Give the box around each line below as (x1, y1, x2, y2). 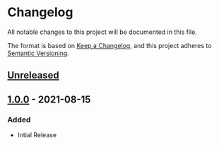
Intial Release (17, 131, 57, 139)
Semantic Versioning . (7, 49, 69, 57)
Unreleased (7, 69, 60, 81)
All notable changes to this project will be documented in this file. (7, 28, 198, 36)
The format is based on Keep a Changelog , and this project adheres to (7, 41, 212, 50)
